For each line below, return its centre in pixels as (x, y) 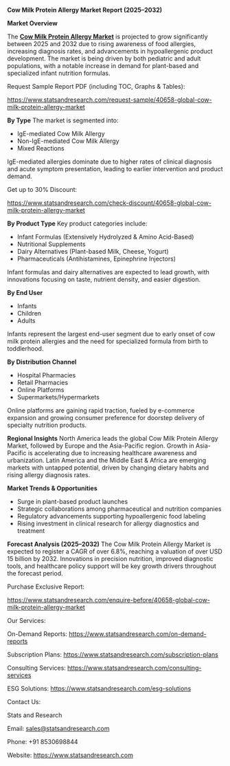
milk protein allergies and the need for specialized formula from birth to (107, 341)
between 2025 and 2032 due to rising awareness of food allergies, (102, 44)
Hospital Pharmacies (46, 375)
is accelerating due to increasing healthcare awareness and (112, 453)
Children (29, 313)
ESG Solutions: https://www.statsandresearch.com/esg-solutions (99, 688)
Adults (26, 320)
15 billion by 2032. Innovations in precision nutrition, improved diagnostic (111, 559)
